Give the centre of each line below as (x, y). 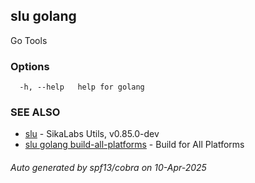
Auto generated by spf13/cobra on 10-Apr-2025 (108, 167)
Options (30, 66)
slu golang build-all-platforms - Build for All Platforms (134, 145)
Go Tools (29, 40)
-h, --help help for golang (82, 87)
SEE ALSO (35, 112)
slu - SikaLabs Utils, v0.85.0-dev (92, 134)
